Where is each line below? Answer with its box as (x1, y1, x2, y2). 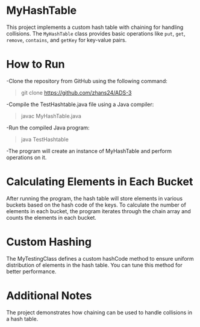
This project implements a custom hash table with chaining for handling (6, 23, 184, 31)
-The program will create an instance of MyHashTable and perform (6, 147, 172, 154)
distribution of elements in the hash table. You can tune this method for (6, 261, 183, 269)
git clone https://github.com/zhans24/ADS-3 (20, 89, 132, 96)
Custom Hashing (6, 235, 92, 249)
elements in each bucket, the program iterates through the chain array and (6, 207, 191, 214)
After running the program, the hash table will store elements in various (6, 195, 183, 202)
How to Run (6, 58, 65, 71)
